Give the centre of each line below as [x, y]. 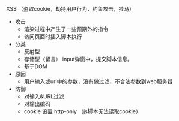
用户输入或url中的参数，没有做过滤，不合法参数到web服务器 [98, 81]
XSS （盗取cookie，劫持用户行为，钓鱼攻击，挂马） [71, 9]
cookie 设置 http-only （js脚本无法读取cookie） [82, 111]
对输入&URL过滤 [44, 96]
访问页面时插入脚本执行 [53, 37]
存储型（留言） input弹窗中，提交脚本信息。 [78, 59]
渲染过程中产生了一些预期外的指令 [66, 29]
